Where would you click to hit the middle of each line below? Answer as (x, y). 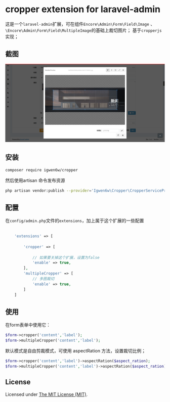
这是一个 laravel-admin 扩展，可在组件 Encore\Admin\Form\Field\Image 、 (80, 24)
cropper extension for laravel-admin (83, 9)
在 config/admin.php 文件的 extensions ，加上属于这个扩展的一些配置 (75, 220)
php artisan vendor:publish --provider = (49, 191)
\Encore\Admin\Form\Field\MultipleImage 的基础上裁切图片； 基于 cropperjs (83, 30)
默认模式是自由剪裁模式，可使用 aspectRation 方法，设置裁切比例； (75, 351)
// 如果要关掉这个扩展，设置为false (66, 257)
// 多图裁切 (43, 279)
